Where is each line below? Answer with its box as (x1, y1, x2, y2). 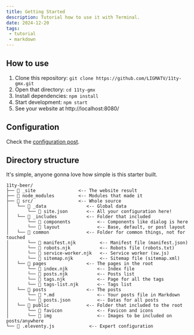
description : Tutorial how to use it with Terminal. (6, 14, 140, 20)
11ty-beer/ (6, 182, 33, 188)
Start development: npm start (14, 98, 88, 106)
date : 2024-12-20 (6, 20, 50, 26)
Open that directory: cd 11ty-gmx (14, 86, 96, 93)
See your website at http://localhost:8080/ (14, 105, 119, 112)
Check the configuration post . (6, 138, 80, 145)
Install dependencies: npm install (14, 92, 98, 99)
